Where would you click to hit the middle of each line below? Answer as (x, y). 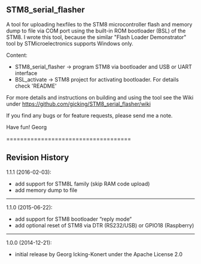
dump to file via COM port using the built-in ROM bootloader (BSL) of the (96, 31)
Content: (17, 55)
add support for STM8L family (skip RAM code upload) (82, 184)
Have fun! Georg (27, 127)
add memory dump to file (46, 190)
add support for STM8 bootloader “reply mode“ (73, 219)
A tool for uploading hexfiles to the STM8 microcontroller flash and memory (99, 24)
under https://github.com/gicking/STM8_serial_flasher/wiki (79, 104)
